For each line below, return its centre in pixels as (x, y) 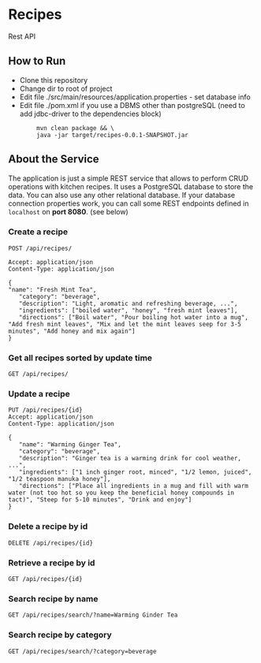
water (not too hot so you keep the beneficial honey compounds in (121, 493)
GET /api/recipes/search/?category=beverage (82, 651)
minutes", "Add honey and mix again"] (72, 331)
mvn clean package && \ (75, 128)
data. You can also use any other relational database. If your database (121, 195)
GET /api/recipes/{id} (45, 579)
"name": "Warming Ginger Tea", (70, 445)
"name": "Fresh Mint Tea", (52, 289)
